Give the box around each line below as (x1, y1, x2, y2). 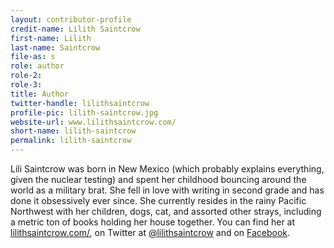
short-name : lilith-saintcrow (10, 126, 137, 136)
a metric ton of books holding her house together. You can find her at (10, 216, 296, 228)
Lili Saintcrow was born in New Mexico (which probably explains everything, (10, 163, 325, 175)
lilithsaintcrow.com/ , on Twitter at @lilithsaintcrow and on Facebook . (10, 227, 291, 238)
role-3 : (10, 80, 43, 90)
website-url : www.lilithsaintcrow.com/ (10, 117, 177, 127)
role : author (10, 61, 65, 71)
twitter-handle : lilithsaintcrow (10, 98, 150, 108)
